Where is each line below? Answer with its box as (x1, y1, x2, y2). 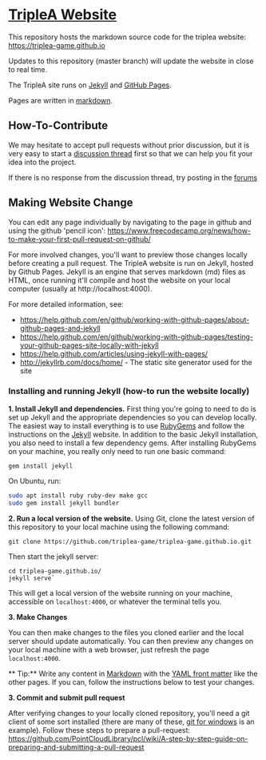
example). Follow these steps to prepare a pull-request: (8, 725, 190, 734)
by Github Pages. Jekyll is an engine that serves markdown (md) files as (8, 267, 246, 276)
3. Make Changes (8, 612, 68, 621)
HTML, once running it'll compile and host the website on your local (8, 275, 231, 285)
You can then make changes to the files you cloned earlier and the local (8, 627, 244, 637)
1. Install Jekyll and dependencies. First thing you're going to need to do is (8, 404, 257, 413)
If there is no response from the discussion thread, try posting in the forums (8, 172, 258, 182)
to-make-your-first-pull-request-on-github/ (8, 234, 152, 243)
